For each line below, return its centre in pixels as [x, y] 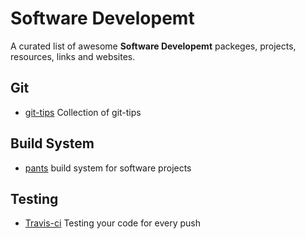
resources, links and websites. [73, 56]
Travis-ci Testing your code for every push [113, 223]
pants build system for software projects [108, 168]
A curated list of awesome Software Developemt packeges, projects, [153, 46]
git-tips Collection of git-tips [83, 112]
